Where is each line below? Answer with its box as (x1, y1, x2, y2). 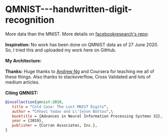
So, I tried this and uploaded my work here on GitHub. (5, 47, 116, 53)
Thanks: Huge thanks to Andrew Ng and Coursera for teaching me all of (5, 68, 154, 74)
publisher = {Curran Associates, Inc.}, (12, 123, 98, 128)
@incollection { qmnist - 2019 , (5, 99, 64, 104)
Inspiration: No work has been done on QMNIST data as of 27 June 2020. (5, 41, 159, 47)
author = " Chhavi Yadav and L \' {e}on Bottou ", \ (12, 109, 113, 114)
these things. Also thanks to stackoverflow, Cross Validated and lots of (5, 74, 151, 80)
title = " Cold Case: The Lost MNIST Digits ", (12, 104, 109, 109)
